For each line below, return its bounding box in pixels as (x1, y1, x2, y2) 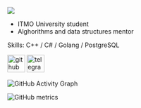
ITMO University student (17, 20, 90, 28)
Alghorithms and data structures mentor (17, 27, 134, 35)
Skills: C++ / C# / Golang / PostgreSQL (7, 41, 120, 49)
